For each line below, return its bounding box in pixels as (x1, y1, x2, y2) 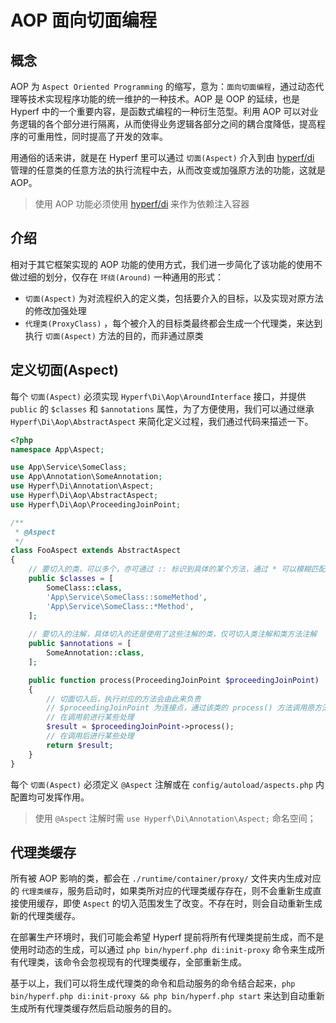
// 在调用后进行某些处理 (46, 731, 135, 741)
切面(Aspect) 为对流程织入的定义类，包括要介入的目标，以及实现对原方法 (24, 292, 324, 304)
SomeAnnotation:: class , (46, 648, 145, 658)
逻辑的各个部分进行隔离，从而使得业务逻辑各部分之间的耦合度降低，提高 (18, 118, 317, 130)
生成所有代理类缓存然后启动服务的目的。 (10, 1002, 177, 1015)
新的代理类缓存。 (10, 910, 81, 922)
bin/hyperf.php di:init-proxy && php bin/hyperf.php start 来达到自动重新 (10, 990, 325, 1002)
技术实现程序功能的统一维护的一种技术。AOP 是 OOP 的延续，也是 (27, 93, 300, 105)
